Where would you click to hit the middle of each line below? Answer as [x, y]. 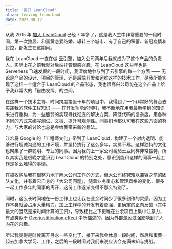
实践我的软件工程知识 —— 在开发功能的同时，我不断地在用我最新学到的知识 [85, 108]
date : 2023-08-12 [24, 20]
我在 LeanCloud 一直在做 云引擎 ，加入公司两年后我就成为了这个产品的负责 [84, 59]
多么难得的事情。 [32, 164]
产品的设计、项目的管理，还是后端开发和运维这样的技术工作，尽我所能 [88, 78]
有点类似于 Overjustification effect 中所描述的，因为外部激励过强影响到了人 [84, 218]
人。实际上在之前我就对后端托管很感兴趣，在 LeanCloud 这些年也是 [76, 65]
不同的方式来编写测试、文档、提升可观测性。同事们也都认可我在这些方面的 [84, 121]
